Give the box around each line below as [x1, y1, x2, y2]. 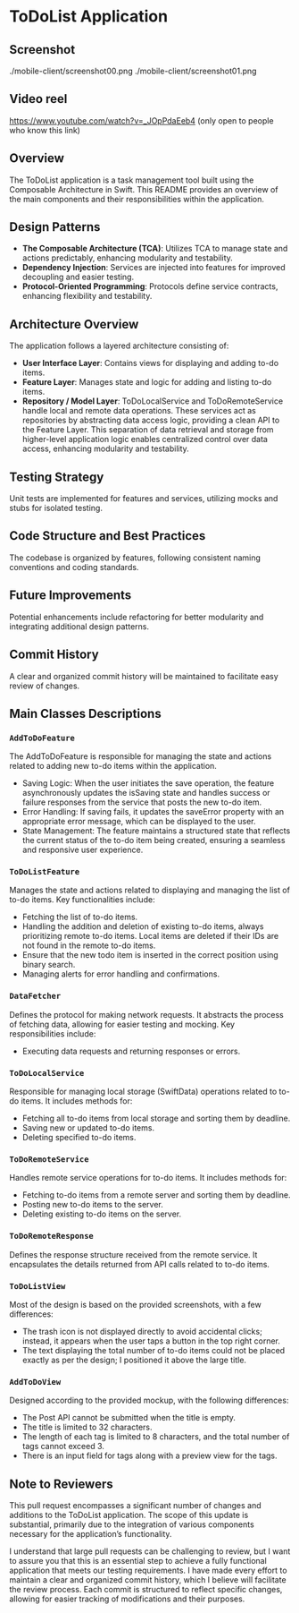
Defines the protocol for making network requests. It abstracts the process [9, 1009, 284, 1020]
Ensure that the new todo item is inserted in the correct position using [21, 950, 278, 960]
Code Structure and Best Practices [9, 528, 206, 543]
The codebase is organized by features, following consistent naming [9, 552, 262, 563]
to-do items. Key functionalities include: [9, 894, 155, 905]
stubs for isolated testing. [9, 503, 103, 514]
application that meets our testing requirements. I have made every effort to [9, 1565, 287, 1576]
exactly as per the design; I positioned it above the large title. [21, 1354, 247, 1365]
